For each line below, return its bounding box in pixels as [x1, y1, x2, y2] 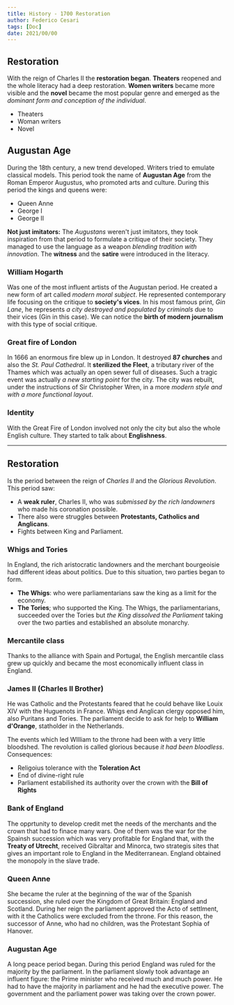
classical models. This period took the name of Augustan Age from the [7, 170, 212, 179]
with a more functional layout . [7, 390, 93, 399]
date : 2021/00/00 [7, 29, 58, 37]
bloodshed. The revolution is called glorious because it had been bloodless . [7, 743, 224, 751]
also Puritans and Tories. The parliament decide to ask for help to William [7, 715, 219, 723]
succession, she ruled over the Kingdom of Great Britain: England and [7, 898, 208, 906]
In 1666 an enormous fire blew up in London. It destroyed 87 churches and [7, 353, 223, 362]
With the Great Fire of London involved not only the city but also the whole [7, 424, 221, 432]
